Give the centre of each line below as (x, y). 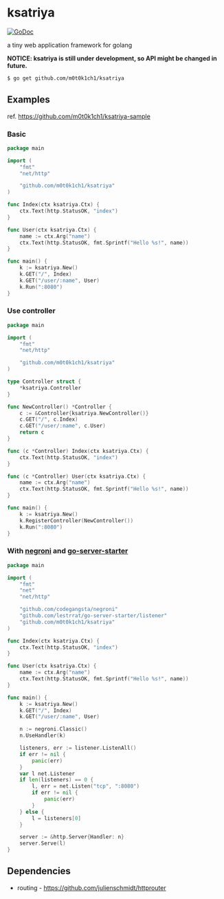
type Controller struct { (44, 382)
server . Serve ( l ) (43, 843)
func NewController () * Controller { (59, 407)
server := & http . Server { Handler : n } (72, 837)
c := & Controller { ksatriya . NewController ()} (84, 413)
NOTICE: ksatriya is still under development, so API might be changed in (112, 58)
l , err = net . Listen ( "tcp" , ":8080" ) (86, 786)
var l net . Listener (47, 774)
